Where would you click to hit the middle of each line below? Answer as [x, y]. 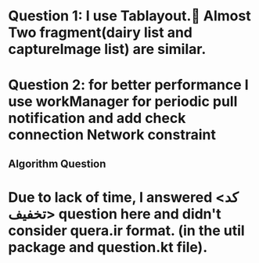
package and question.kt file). [108, 247]
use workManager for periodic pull [123, 102]
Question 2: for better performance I [128, 85]
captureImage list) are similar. [107, 49]
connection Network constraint [112, 135]
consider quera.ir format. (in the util [126, 231]
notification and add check [97, 119]
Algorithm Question [57, 164]
